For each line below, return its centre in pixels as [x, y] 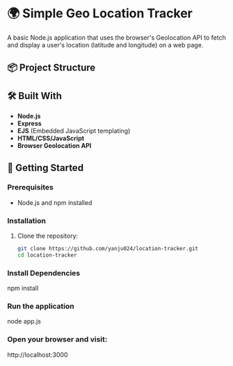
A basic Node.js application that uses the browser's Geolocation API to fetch [116, 37]
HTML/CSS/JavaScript [51, 138]
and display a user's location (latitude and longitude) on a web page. [105, 45]
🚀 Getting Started [46, 168]
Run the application [41, 306]
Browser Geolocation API [54, 146]
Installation [27, 220]
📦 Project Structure [51, 68]
